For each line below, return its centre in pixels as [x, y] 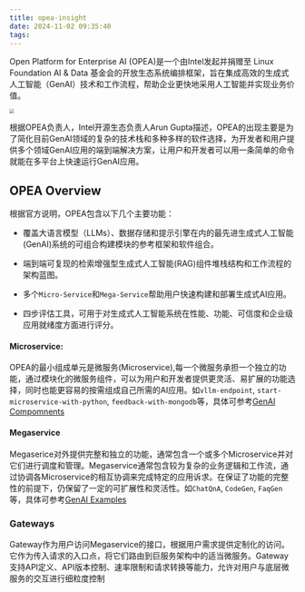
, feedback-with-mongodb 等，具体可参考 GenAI [191, 401]
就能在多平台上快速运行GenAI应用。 [77, 162]
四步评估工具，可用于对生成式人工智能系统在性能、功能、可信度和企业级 [157, 313]
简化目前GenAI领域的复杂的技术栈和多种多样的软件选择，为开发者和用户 [152, 139]
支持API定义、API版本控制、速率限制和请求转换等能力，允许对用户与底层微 [149, 567]
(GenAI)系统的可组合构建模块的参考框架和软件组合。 [121, 244]
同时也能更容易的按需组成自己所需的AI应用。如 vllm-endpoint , [140, 390]
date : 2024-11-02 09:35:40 [60, 26]
